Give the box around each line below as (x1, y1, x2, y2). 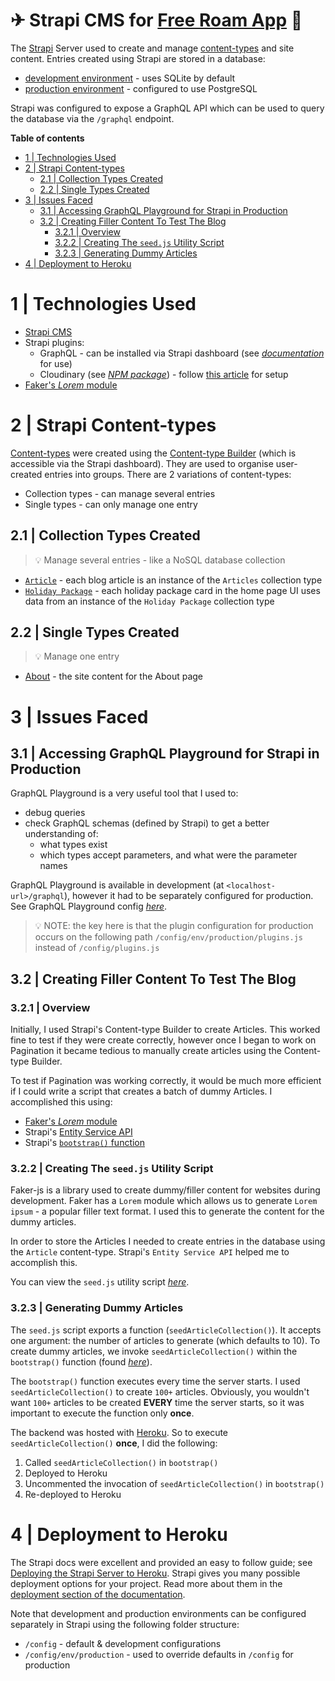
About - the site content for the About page (24, 670, 204, 683)
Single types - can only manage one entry (24, 498, 198, 510)
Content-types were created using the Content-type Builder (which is (10, 447, 297, 459)
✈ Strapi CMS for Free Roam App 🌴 (10, 9, 303, 32)
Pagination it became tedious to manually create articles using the (10, 1045, 282, 1057)
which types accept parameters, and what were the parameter (39, 849, 298, 861)
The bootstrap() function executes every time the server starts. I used (10, 1375, 301, 1387)
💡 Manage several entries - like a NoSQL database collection (34, 554, 286, 566)
